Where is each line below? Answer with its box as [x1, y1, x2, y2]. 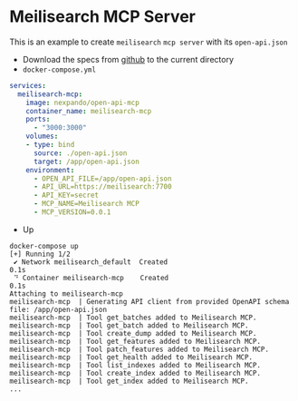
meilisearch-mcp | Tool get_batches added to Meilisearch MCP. [9, 313, 257, 322]
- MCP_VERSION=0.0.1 [33, 208, 111, 217]
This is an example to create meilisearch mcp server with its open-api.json [9, 36, 288, 47]
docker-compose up [9, 241, 79, 250]
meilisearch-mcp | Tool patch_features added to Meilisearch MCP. [9, 345, 270, 354]
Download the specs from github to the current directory [22, 54, 234, 64]
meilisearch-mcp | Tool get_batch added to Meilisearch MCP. [9, 320, 249, 330]
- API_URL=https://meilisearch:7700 [33, 182, 172, 191]
